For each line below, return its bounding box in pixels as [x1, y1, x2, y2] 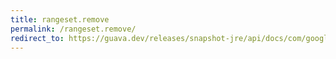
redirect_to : [10, 33, 65, 43]
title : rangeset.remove [10, 14, 110, 25]
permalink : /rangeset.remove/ [10, 24, 137, 34]
